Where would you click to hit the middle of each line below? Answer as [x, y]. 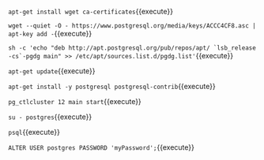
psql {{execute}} [34, 132]
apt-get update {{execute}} [52, 71]
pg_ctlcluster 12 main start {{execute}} [75, 101]
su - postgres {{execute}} [50, 117]
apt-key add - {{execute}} [50, 33]
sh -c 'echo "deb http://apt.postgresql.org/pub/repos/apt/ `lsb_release [132, 48]
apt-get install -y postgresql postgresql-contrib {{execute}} [112, 86]
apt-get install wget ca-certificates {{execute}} [91, 11]
